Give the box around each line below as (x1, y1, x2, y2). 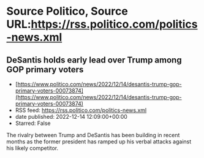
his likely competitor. (6, 145, 59, 151)
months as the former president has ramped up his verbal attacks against (6, 138, 192, 145)
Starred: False (15, 119, 51, 127)
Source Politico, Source (6, 4, 129, 18)
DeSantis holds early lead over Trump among (6, 55, 182, 65)
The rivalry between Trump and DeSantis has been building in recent (6, 132, 180, 138)
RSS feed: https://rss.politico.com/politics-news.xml (15, 107, 147, 114)
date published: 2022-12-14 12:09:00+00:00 (15, 113, 127, 120)
